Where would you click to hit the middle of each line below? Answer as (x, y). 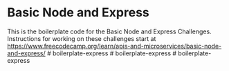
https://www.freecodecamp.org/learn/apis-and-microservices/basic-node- (114, 46)
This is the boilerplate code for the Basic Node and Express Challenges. (110, 31)
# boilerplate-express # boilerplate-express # (112, 53)
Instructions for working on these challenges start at (82, 38)
